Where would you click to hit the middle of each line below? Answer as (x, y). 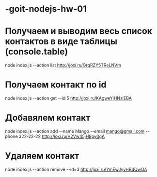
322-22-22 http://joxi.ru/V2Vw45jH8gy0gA (62, 136)
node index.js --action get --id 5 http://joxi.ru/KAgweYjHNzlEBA (69, 98)
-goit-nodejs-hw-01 (46, 9)
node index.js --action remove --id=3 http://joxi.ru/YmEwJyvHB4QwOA (76, 169)
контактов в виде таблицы (61, 41)
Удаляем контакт (42, 156)
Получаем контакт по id (56, 85)
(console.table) (37, 52)
